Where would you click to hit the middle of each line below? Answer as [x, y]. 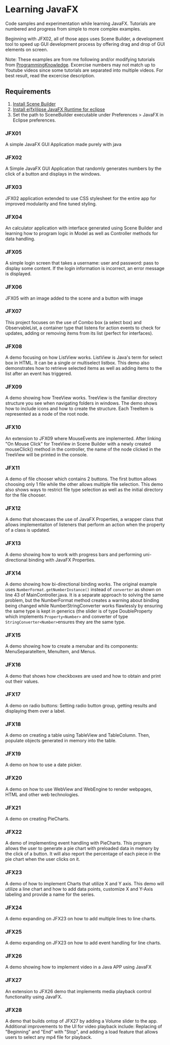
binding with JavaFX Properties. [62, 560]
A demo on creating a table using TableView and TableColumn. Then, [78, 735]
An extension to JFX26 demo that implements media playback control [78, 991]
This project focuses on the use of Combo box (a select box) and [73, 322]
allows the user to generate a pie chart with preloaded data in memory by [82, 849]
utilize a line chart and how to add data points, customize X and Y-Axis [79, 889]
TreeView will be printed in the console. [47, 454]
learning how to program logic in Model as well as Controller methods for [82, 233]
